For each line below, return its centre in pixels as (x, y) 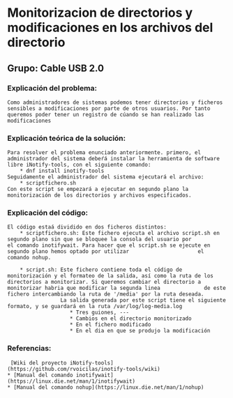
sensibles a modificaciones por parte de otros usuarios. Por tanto (109, 108)
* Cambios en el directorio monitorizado (130, 319)
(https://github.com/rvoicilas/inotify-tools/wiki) (84, 369)
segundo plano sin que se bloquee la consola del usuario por (99, 239)
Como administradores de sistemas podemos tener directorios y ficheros (115, 102)
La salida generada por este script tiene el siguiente (143, 300)
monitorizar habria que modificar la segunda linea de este (117, 288)
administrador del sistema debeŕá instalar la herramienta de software (113, 159)
